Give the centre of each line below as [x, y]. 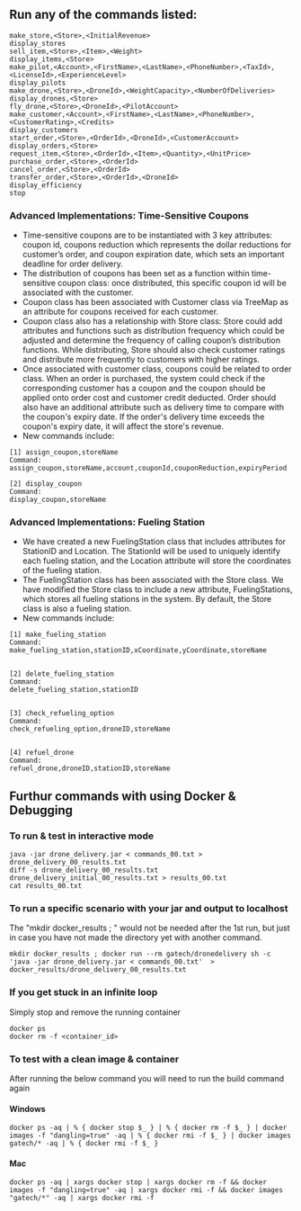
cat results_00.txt [46, 886]
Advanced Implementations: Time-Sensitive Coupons [129, 215]
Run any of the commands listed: [103, 15]
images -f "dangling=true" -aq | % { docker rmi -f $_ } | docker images [150, 1136]
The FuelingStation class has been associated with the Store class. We [153, 580]
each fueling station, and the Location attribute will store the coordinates [157, 561]
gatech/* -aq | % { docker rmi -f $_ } [84, 1144]
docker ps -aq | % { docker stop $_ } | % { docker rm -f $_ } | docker [148, 1128]
